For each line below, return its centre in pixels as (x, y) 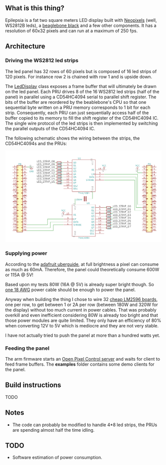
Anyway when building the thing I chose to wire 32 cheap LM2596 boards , (82, 299)
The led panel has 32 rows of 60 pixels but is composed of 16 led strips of (81, 71)
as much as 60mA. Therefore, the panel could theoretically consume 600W (82, 269)
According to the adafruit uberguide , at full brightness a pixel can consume (82, 264)
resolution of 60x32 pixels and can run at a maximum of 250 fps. (72, 31)
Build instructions (33, 385)
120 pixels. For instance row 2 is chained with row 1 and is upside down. (79, 77)
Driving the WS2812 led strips (42, 61)
